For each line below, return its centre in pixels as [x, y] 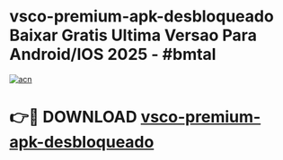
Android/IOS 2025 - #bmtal [113, 55]
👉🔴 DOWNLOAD [73, 117]
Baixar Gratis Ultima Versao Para [133, 35]
